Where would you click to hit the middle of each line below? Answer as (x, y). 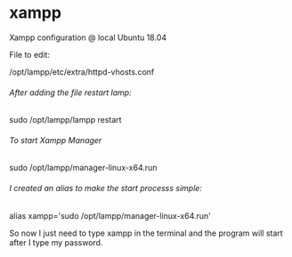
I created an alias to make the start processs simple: (106, 188)
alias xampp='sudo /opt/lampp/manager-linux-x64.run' (110, 215)
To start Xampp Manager (56, 140)
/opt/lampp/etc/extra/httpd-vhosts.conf (82, 72)
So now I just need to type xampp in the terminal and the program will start (146, 233)
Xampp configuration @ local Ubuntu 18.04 (88, 37)
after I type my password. (56, 242)
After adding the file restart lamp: (70, 92)
